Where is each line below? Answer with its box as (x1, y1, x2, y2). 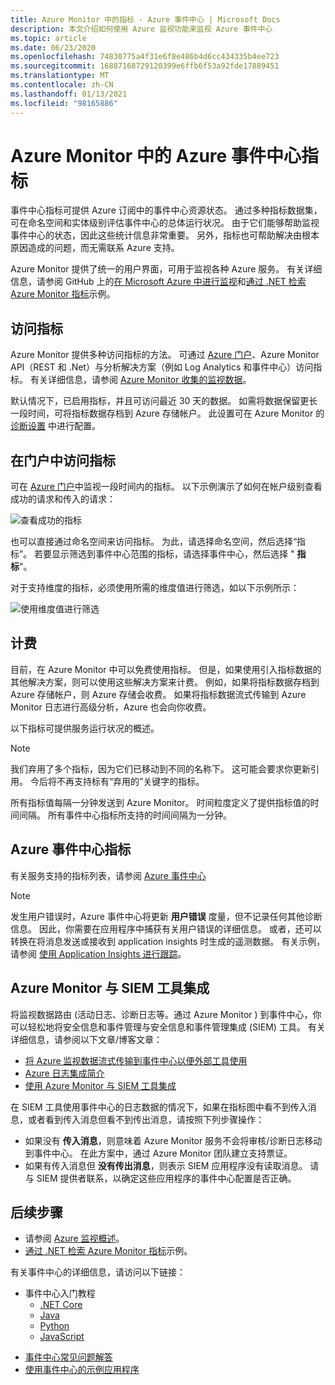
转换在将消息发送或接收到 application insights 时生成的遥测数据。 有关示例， (10, 935, 326, 947)
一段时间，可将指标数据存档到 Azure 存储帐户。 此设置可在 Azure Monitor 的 (10, 407, 325, 420)
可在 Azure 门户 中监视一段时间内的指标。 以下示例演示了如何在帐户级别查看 (10, 481, 323, 493)
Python (39, 1320, 70, 1332)
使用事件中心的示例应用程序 (24, 1364, 140, 1376)
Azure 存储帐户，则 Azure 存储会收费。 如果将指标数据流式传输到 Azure (10, 688, 307, 700)
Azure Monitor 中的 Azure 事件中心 (10, 144, 302, 167)
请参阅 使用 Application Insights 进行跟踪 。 (10, 947, 187, 960)
